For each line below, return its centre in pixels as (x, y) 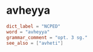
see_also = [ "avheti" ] (35, 43)
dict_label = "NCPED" (34, 26)
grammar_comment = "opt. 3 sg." (47, 37)
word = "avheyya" (28, 32)
